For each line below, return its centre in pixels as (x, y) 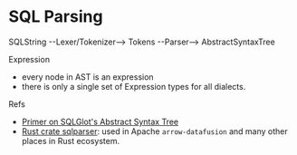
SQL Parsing (56, 17)
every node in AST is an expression (88, 77)
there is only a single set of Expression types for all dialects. (134, 86)
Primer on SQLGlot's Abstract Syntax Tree (100, 121)
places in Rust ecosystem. (71, 140)
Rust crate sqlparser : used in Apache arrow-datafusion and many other (155, 131)
